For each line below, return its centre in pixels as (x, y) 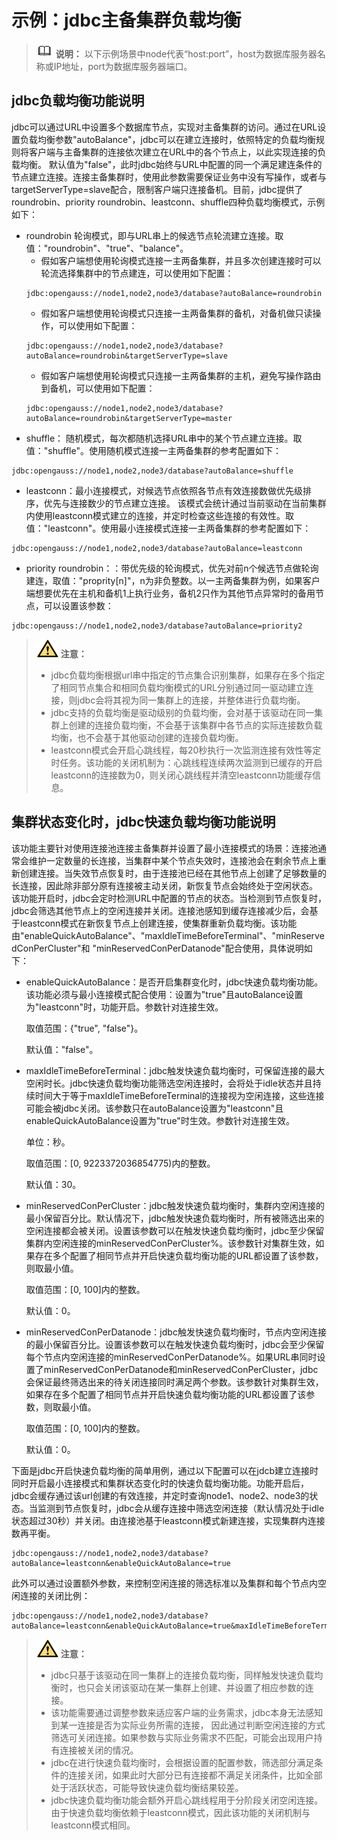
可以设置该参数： (78, 605)
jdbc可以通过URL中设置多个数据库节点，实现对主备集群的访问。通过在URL (164, 127)
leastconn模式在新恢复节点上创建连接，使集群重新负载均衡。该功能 (158, 923)
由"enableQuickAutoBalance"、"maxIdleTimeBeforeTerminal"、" (144, 935)
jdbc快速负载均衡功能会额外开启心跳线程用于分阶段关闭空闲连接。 (187, 1800)
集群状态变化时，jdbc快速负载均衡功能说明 (143, 822)
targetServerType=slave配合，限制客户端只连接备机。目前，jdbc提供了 (157, 189)
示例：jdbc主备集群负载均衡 (126, 20)
